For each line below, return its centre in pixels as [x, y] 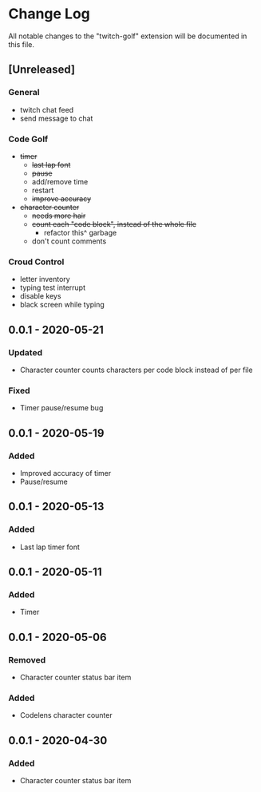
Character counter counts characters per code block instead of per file [136, 370]
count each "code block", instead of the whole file [114, 224]
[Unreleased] [42, 70]
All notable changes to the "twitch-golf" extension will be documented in [128, 36]
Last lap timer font [49, 547]
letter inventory [45, 279]
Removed [27, 659]
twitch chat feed [47, 109]
